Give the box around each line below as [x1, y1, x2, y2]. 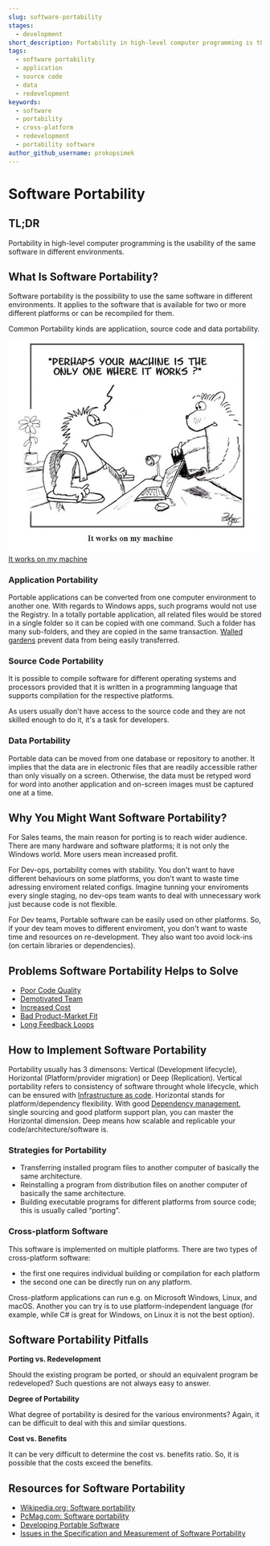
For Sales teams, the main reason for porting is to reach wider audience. [8, 833, 247, 842]
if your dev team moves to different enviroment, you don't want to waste [8, 924, 247, 933]
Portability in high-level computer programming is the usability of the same [8, 238, 256, 247]
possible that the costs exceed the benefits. [8, 1458, 153, 1468]
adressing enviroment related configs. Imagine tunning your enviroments [8, 883, 249, 892]
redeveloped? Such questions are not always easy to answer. [8, 1378, 211, 1388]
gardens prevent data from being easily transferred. [8, 635, 180, 645]
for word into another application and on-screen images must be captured [8, 779, 254, 789]
